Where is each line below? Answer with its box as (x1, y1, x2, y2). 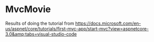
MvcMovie (5, 4, 51, 15)
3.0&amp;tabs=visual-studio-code (5, 31, 77, 37)
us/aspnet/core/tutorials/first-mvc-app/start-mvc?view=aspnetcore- (5, 25, 149, 31)
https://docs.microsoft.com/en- (75, 20, 141, 26)
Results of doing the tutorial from (5, 20, 75, 26)
